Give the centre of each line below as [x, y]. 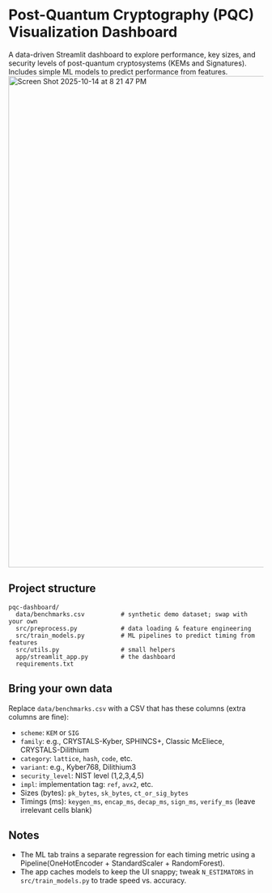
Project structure [52, 589]
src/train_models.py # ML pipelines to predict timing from [135, 636]
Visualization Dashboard [93, 32]
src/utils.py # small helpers [96, 649]
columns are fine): [38, 717]
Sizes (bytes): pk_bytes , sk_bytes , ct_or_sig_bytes [104, 793]
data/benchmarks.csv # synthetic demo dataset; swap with [132, 614]
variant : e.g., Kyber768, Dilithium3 [78, 767]
